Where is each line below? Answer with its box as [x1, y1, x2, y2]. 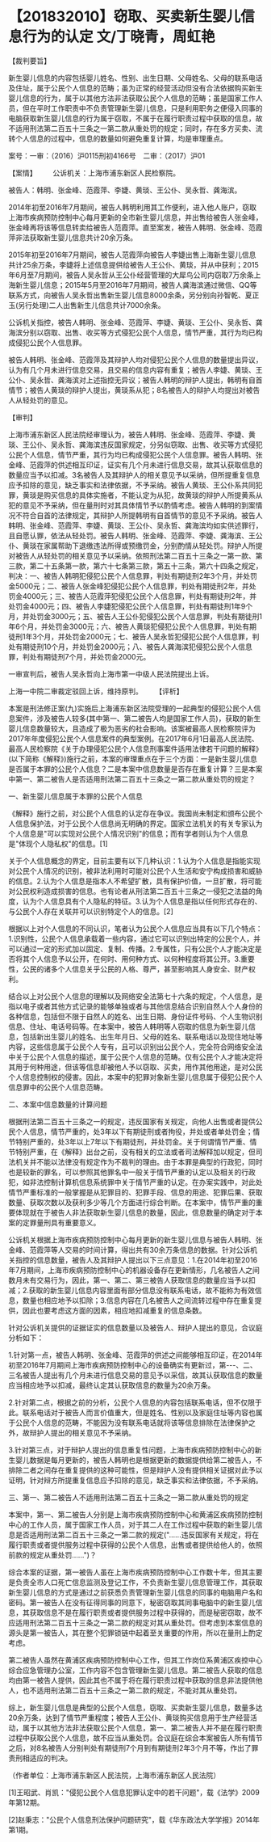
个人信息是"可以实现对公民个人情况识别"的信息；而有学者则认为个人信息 [8, 828, 248, 838]
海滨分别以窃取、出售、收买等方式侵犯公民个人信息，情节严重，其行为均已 [8, 327, 256, 337]
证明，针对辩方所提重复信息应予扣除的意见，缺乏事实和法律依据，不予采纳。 [8, 1475, 263, 1485]
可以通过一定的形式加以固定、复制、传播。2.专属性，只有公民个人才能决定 [8, 943, 256, 954]
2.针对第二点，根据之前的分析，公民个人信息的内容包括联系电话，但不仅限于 [8, 1397, 262, 1407]
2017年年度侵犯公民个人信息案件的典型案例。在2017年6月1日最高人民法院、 [8, 733, 260, 744]
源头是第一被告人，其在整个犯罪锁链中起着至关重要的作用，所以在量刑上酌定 [8, 1628, 263, 1638]
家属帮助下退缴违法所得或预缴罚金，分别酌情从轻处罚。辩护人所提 [43, 541, 263, 550]
